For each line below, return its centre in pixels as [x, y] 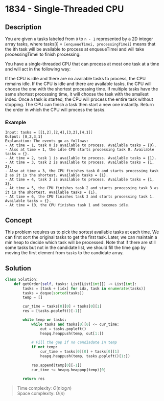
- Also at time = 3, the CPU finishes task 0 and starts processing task [82, 171]
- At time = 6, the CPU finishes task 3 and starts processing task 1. [80, 197]
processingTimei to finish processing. [43, 54]
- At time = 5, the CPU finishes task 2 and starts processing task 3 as [82, 188]
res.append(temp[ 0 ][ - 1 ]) [57, 365]
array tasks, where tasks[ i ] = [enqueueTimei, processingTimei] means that [80, 44]
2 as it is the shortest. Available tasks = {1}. [57, 175]
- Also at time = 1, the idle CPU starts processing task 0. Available [80, 150]
